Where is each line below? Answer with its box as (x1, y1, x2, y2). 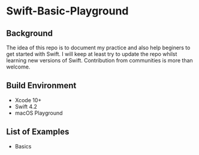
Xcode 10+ (14, 96, 42, 103)
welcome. (6, 63, 31, 70)
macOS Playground (14, 109, 63, 117)
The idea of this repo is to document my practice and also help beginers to (6, 44, 191, 51)
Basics (14, 142, 32, 150)
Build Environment (6, 81, 77, 91)
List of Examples (6, 127, 70, 137)
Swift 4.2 (14, 103, 37, 110)
